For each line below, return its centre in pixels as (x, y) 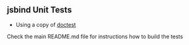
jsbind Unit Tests (40, 10)
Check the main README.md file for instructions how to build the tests (95, 36)
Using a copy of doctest (46, 24)
